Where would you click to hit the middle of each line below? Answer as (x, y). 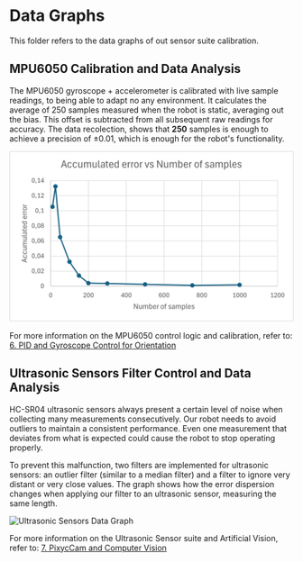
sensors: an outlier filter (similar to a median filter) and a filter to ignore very (150, 475)
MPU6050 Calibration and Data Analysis (125, 69)
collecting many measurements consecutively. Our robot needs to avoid (143, 419)
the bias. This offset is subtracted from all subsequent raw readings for (141, 119)
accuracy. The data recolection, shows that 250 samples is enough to (139, 129)
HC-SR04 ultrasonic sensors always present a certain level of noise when (146, 409)
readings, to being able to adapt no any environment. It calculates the (138, 100)
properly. (26, 448)
